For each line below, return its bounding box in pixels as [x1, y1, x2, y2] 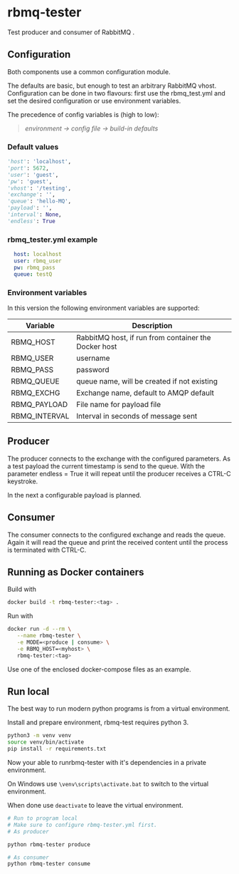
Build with [7, 585, 37, 594]
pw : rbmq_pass [14, 264, 55, 271]
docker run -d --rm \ [7, 625, 72, 633]
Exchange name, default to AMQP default [76, 388, 215, 398]
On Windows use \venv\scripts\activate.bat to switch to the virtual [7, 780, 208, 788]
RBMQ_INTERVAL [11, 411, 70, 421]
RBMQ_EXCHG [11, 388, 60, 398]
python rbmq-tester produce [7, 840, 91, 848]
